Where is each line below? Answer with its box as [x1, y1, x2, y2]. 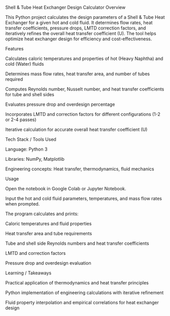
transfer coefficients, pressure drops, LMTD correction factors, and [5, 25, 146, 31]
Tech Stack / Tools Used [5, 136, 57, 142]
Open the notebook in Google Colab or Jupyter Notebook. [5, 186, 126, 191]
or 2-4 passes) [5, 117, 37, 123]
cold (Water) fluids [5, 61, 44, 67]
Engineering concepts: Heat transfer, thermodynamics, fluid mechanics [5, 166, 154, 172]
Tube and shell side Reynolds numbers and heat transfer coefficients [5, 240, 149, 246]
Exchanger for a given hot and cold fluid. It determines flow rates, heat [5, 20, 153, 25]
